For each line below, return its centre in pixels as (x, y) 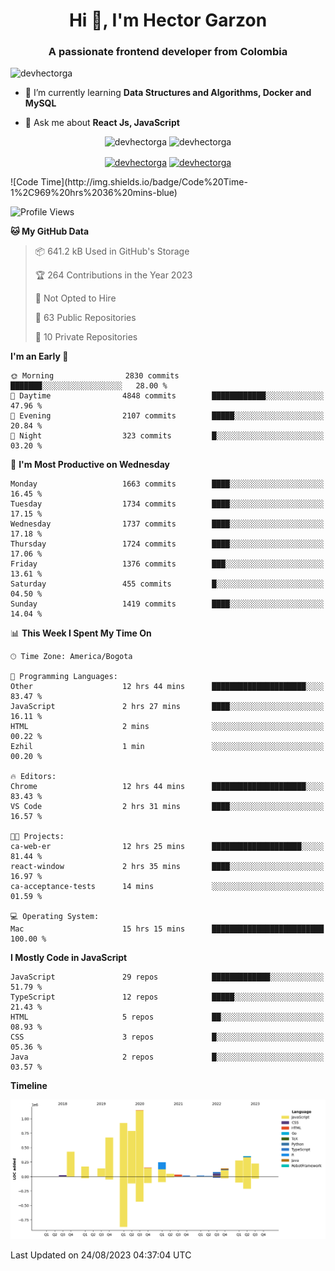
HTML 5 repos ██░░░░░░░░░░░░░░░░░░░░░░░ (167, 1017)
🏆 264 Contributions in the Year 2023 (113, 275)
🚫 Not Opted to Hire (75, 298)
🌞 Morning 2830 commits (95, 376)
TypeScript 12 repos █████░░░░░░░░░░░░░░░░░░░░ (167, 997)
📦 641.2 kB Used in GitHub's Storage (112, 251)
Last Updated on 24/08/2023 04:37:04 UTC (101, 1255)
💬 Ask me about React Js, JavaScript (102, 123)
